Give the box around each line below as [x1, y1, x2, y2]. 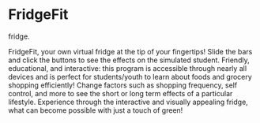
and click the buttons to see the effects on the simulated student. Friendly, [8, 55, 251, 65]
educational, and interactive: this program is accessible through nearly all [8, 63, 247, 73]
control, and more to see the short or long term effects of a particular [8, 88, 233, 98]
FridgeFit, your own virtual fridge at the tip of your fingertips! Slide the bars [8, 47, 253, 56]
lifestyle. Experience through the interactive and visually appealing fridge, [8, 97, 249, 106]
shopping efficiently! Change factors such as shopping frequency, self [8, 80, 238, 90]
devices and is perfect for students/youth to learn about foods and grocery [8, 72, 253, 81]
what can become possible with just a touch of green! [8, 105, 183, 115]
